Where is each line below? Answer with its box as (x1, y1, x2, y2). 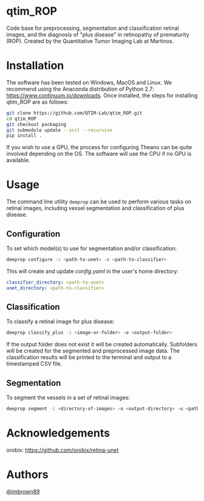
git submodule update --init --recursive (6, 127, 113, 133)
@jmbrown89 (6, 488, 40, 495)
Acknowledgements (6, 426, 110, 440)
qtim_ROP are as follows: (6, 98, 69, 105)
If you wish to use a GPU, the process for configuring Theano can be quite (6, 144, 192, 151)
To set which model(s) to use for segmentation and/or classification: (6, 245, 177, 252)
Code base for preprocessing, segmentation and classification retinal (6, 24, 179, 32)
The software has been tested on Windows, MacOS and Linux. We (6, 79, 172, 86)
